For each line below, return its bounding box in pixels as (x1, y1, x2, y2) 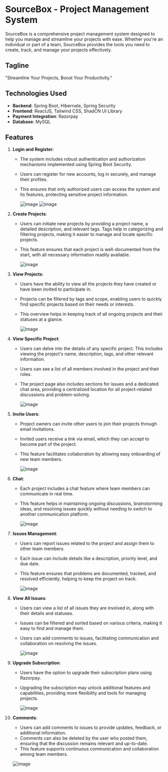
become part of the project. (20, 441, 77, 447)
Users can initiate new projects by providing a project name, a (20, 221, 148, 227)
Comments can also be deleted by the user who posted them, (20, 735, 148, 741)
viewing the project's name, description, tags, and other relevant (20, 351, 154, 357)
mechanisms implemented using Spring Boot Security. (20, 162, 132, 168)
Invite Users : (12, 411, 40, 417)
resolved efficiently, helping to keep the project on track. (20, 576, 137, 582)
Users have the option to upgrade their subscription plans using (20, 670, 152, 676)
